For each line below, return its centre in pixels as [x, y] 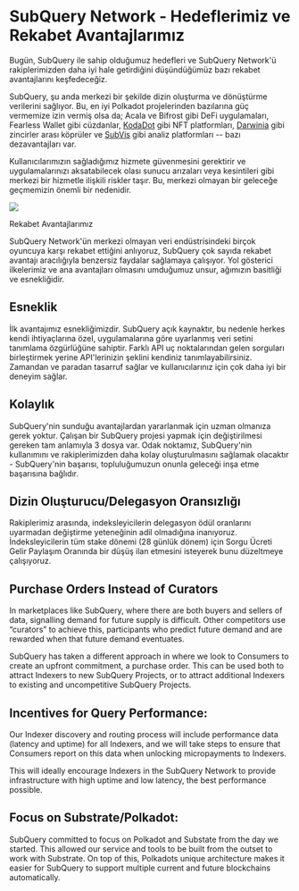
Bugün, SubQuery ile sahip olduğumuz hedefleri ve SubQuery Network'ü [143, 60]
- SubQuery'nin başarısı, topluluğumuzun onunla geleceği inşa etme [134, 464]
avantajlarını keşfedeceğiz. [58, 79]
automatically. [35, 877]
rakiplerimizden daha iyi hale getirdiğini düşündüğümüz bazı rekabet [135, 70]
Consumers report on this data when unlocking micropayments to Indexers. [148, 753]
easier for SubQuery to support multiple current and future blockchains [140, 868]
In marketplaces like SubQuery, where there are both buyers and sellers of [146, 610]
